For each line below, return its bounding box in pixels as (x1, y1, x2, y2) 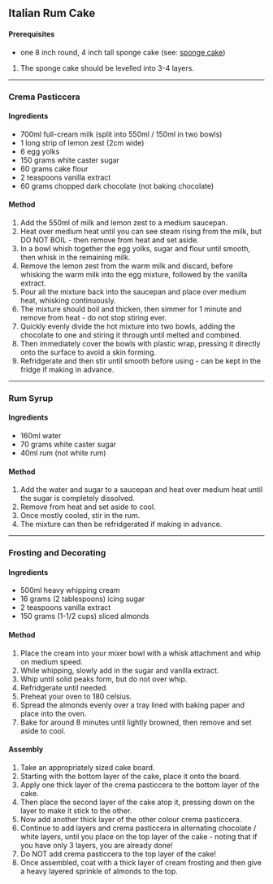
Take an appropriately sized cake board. (19, 762, 155, 772)
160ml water (19, 431, 62, 441)
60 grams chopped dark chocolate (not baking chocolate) (19, 181, 214, 190)
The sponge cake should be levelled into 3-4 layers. (19, 63, 195, 72)
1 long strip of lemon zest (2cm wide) (19, 137, 145, 147)
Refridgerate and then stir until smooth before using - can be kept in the (19, 355, 262, 365)
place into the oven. (19, 708, 87, 718)
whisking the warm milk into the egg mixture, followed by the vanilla (19, 269, 248, 279)
